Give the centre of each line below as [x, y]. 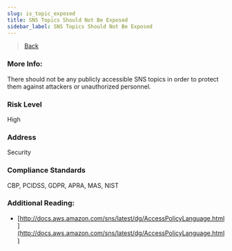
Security [19, 152]
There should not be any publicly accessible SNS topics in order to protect [113, 79]
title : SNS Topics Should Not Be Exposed [68, 20]
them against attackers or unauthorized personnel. [79, 86]
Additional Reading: [41, 203]
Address [22, 137]
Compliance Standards [47, 170]
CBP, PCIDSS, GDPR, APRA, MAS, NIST [63, 185]
